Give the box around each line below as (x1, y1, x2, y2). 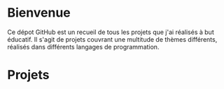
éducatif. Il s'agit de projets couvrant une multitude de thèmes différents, (7, 35, 218, 43)
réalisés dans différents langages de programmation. (7, 42, 160, 51)
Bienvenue (7, 5, 71, 21)
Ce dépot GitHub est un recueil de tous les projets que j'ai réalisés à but (7, 28, 215, 36)
